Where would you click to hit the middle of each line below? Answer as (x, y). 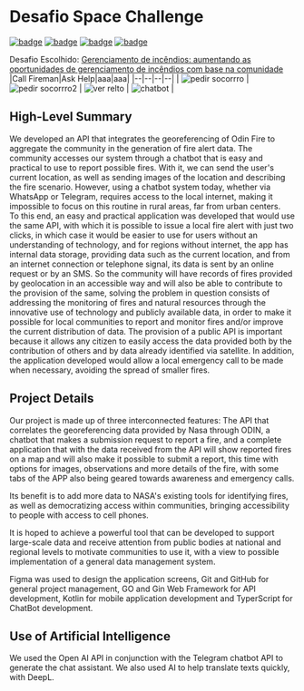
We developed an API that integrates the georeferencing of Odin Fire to (142, 139)
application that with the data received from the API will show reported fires (151, 449)
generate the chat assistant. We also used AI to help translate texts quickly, (150, 667)
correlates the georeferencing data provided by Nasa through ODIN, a (140, 430)
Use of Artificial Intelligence (90, 636)
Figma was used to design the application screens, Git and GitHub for (139, 579)
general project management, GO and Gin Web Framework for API (133, 589)
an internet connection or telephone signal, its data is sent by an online (142, 264)
